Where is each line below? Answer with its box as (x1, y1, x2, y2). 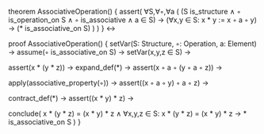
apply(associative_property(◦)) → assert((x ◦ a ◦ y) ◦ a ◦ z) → (8, 78, 209, 87)
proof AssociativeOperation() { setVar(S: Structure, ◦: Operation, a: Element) (8, 39, 258, 48)
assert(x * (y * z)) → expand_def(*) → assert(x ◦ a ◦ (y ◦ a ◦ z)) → (8, 63, 223, 72)
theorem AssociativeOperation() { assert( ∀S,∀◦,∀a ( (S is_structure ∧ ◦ (8, 7, 242, 16)
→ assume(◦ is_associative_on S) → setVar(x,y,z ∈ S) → (8, 48, 192, 56)
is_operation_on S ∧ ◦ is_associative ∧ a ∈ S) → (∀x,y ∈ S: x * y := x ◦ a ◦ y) (8, 15, 258, 25)
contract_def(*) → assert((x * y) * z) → (8, 94, 135, 102)
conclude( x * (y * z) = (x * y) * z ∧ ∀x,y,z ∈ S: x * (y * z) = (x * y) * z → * (8, 109, 247, 118)
